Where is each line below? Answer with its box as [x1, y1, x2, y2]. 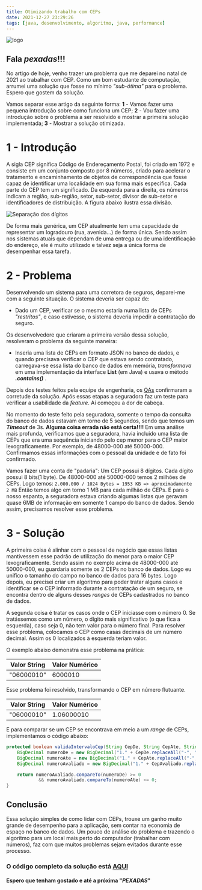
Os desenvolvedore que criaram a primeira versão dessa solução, [6, 331, 170, 338]
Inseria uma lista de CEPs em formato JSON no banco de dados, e [14, 349, 179, 356]
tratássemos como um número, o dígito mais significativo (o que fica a [6, 615, 180, 623]
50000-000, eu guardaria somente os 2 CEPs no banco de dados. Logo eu [6, 565, 192, 573]
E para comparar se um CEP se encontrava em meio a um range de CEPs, [6, 726, 189, 733]
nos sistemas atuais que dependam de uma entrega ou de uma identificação [6, 235, 196, 242]
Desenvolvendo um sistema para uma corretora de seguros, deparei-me [6, 289, 185, 296]
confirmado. [6, 456, 37, 463]
